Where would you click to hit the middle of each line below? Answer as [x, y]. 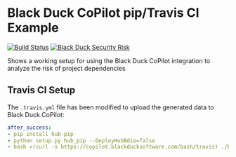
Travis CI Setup [41, 90]
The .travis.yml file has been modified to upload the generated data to [111, 107]
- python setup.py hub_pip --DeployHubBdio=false [81, 141]
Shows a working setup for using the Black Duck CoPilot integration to [109, 60]
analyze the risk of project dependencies [66, 68]
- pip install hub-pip [40, 134]
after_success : [29, 128]
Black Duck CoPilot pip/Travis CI [103, 13]
